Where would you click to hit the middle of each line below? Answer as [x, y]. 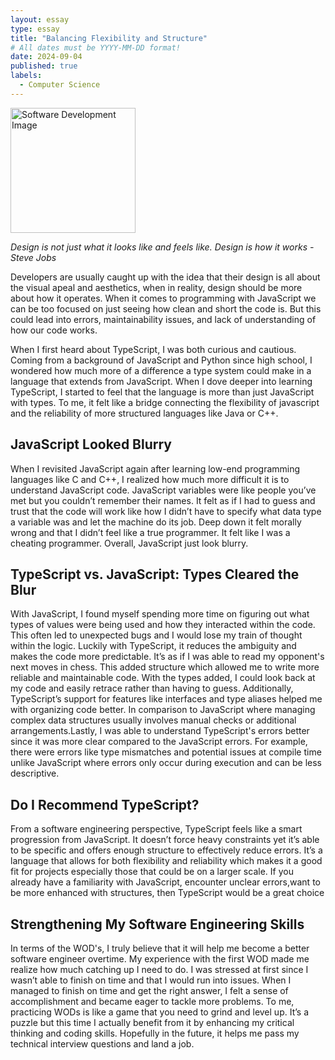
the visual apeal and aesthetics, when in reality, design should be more [156, 287]
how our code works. [54, 330]
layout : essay [40, 19]
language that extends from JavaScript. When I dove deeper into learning [161, 381]
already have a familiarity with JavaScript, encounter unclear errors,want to [165, 882]
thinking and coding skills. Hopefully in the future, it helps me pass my [155, 1033]
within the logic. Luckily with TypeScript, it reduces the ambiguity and [153, 646]
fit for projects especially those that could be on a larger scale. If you [152, 872]
